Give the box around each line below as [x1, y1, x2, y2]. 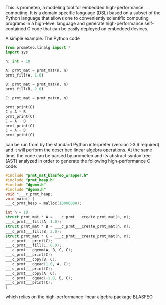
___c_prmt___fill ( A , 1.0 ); [5, 219, 62, 224]
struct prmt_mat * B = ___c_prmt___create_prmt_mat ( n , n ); [5, 224, 131, 229]
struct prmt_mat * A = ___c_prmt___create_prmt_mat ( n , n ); [5, 215, 131, 220]
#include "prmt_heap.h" [5, 178, 55, 183]
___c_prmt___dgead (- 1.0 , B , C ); [5, 275, 73, 281]
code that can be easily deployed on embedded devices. [31, 26, 149, 32]
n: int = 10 [5, 59, 30, 64]
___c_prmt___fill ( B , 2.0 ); [5, 228, 62, 234]
